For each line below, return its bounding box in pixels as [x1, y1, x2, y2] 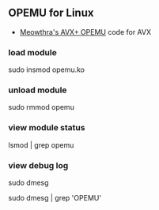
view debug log [8, 159, 69, 171]
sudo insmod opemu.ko [8, 65, 85, 74]
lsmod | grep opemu [8, 140, 74, 149]
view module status [8, 122, 85, 133]
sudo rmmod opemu [8, 103, 75, 112]
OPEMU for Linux [8, 6, 94, 20]
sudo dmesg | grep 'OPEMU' [8, 193, 101, 202]
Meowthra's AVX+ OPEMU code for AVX [19, 27, 152, 36]
